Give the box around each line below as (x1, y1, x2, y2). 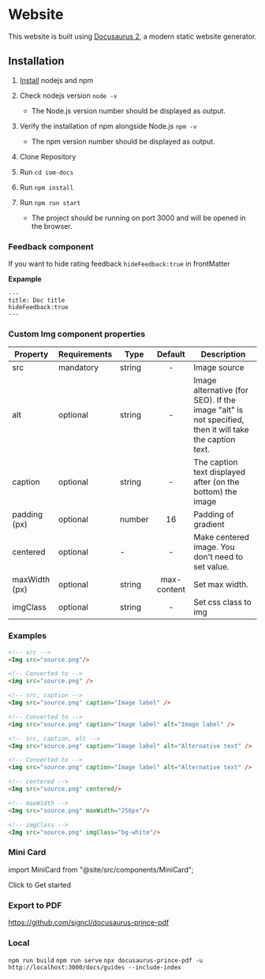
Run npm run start (19, 197, 81, 207)
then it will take (192, 424, 250, 435)
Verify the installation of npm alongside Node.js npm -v (19, 121, 197, 131)
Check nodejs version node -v (19, 91, 118, 100)
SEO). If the (192, 394, 237, 405)
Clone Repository (19, 151, 77, 161)
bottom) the (192, 487, 237, 498)
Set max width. (192, 579, 249, 590)
